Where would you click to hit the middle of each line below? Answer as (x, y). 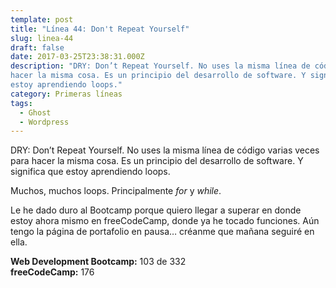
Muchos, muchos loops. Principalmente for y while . (116, 191)
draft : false (37, 47)
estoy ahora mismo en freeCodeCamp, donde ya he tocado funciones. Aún (165, 221)
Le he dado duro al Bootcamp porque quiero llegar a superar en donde (156, 210)
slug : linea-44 (42, 38)
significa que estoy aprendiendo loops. (90, 172)
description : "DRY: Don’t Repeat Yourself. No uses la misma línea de (160, 66)
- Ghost (35, 112)
